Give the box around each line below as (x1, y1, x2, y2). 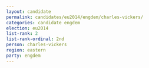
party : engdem (6, 53, 41, 59)
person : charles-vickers (6, 42, 67, 48)
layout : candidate (6, 8, 51, 15)
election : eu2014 (6, 25, 49, 31)
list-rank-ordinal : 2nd (6, 36, 65, 42)
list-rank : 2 (6, 31, 38, 37)
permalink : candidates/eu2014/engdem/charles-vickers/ (6, 14, 144, 20)
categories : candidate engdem (6, 20, 81, 25)
